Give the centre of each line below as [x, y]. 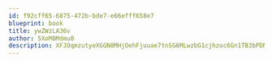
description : [30, 46]
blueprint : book [36, 23]
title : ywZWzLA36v [39, 31]
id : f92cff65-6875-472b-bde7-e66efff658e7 [81, 16]
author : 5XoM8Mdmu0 [41, 38]
